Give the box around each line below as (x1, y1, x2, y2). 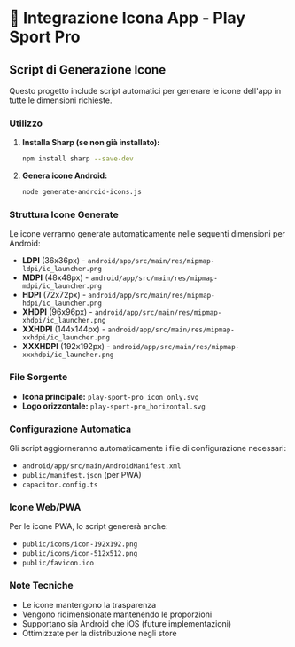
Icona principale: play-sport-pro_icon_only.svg (21, 391, 199, 401)
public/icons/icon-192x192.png (21, 540, 138, 549)
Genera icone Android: (21, 170, 108, 181)
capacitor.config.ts (21, 480, 98, 489)
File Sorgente (9, 371, 68, 384)
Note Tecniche (9, 580, 74, 592)
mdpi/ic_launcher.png (21, 282, 102, 291)
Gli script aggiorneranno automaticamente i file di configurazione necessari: (9, 442, 286, 453)
